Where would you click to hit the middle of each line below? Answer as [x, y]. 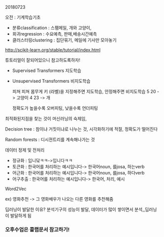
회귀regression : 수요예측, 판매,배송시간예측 [54, 34]
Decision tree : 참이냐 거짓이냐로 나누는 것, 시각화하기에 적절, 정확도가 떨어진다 [82, 129]
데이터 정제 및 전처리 [25, 150]
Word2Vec [16, 189]
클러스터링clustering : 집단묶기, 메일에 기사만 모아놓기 [64, 40]
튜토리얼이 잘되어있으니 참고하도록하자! [43, 60]
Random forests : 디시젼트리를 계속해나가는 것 [50, 139]
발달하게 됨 [21, 216]
